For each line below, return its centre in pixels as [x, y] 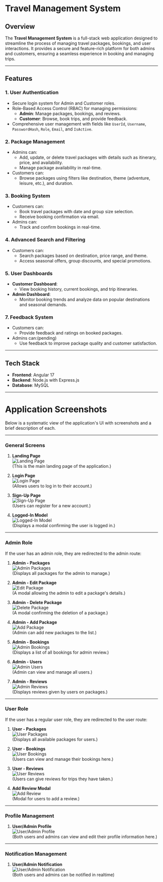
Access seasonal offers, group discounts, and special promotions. [85, 260]
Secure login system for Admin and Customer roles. [64, 103]
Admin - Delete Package [37, 602]
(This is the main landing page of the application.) [62, 466]
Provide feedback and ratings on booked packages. [71, 333]
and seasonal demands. [43, 304]
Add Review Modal [31, 788]
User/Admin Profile [32, 827]
